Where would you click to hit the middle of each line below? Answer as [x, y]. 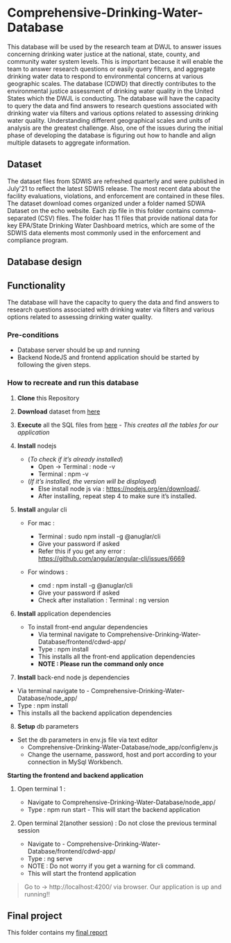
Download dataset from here [59, 411]
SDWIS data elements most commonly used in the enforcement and [104, 232]
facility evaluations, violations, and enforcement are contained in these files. [116, 196]
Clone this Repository [48, 398]
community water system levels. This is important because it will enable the [115, 61]
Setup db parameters [48, 726]
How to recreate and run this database [73, 383]
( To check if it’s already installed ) [75, 459]
